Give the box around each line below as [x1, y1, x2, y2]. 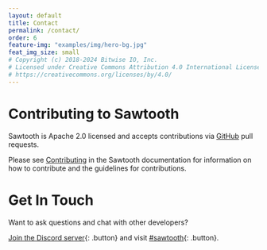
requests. [8, 140, 40, 149]
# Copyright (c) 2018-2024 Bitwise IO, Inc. [8, 56, 158, 64]
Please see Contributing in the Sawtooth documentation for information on [8, 155, 252, 164]
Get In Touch [8, 191, 94, 209]
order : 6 [8, 33, 37, 42]
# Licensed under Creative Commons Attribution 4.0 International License [8, 63, 261, 71]
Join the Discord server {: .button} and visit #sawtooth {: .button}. [8, 233, 219, 242]
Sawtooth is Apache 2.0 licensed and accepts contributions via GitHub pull [8, 131, 253, 140]
